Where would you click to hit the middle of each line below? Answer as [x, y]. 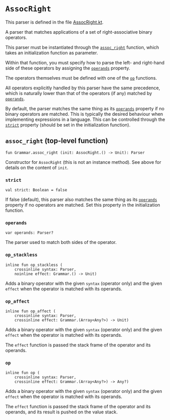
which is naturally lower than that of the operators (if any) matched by [79, 93]
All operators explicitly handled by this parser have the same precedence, [83, 88]
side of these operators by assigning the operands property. [68, 68]
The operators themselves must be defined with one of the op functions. [81, 78]
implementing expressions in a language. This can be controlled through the [85, 119]
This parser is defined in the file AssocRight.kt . [54, 22]
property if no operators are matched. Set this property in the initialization [83, 205]
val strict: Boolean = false [36, 190]
